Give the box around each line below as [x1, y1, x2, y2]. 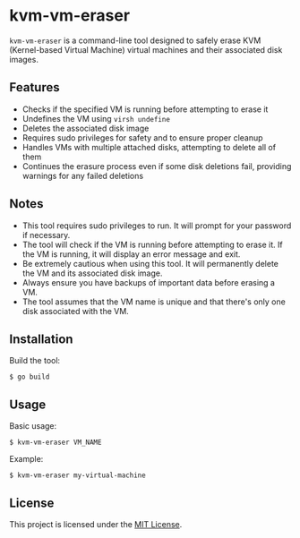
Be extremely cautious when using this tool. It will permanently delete [21, 258, 279, 269]
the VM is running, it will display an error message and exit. [21, 248, 241, 260]
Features [9, 80, 60, 95]
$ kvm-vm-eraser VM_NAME [9, 438, 102, 448]
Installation [9, 331, 73, 346]
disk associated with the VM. [21, 305, 130, 316]
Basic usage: [9, 421, 57, 431]
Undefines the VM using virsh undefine [21, 113, 170, 124]
